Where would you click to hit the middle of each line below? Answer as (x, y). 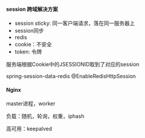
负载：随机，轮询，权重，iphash (45, 116)
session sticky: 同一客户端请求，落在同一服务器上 (75, 23)
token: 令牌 (28, 52)
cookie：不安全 (33, 44)
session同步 (29, 31)
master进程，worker (31, 104)
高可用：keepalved (29, 129)
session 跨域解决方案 (32, 9)
